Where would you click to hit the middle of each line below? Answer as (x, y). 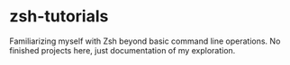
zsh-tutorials (59, 16)
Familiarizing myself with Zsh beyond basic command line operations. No (145, 41)
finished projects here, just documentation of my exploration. (122, 50)
